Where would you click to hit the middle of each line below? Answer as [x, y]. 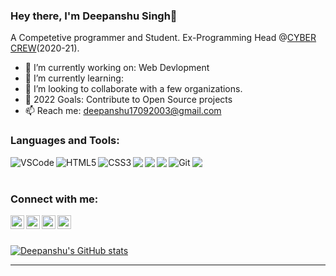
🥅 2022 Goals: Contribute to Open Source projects [128, 100]
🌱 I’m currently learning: [74, 78]
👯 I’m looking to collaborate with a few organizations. [133, 89]
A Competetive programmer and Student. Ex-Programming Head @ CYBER [163, 38]
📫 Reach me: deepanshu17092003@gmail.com [123, 111]
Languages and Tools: [65, 141]
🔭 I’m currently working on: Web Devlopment [117, 68]
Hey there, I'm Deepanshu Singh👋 [94, 16]
